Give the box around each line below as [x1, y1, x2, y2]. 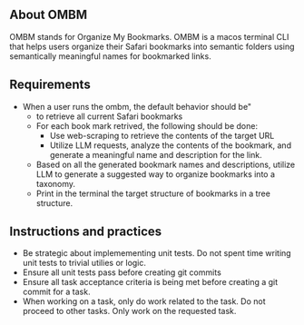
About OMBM [9, 7, 88, 23]
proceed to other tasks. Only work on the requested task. [22, 306, 237, 317]
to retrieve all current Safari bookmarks [35, 111, 183, 122]
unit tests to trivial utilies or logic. [22, 258, 147, 269]
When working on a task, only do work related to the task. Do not [22, 296, 266, 307]
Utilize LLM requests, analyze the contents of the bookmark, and [49, 140, 292, 151]
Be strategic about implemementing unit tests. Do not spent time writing [22, 248, 292, 259]
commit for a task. [22, 286, 91, 298]
